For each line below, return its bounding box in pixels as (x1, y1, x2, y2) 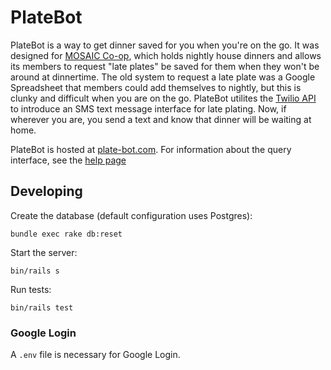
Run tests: (10, 283, 52, 295)
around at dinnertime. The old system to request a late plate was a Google (10, 71, 316, 83)
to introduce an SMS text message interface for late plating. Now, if (10, 102, 287, 115)
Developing (10, 183, 83, 200)
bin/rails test (10, 302, 74, 313)
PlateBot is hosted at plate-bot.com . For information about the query (10, 143, 292, 155)
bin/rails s (10, 266, 60, 276)
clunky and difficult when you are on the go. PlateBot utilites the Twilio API (10, 92, 317, 104)
